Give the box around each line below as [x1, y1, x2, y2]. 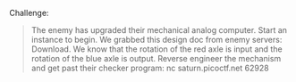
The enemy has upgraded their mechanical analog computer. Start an [30, 25, 288, 35]
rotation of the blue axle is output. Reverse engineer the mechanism [30, 53, 282, 63]
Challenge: [9, 8, 49, 18]
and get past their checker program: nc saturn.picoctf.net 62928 [30, 62, 270, 73]
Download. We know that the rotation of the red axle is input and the [30, 44, 283, 54]
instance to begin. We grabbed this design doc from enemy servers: [30, 35, 283, 45]
